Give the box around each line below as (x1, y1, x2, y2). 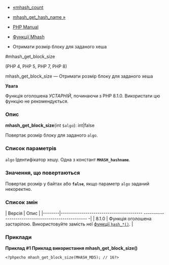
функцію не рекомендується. (5, 98, 69, 104)
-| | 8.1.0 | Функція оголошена (88, 216, 152, 222)
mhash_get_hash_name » (12, 14, 66, 20)
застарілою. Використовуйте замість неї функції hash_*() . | (5, 221, 133, 227)
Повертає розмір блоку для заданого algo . (5, 132, 98, 139)
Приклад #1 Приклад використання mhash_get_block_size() (5, 245, 138, 251)
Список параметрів (5, 145, 57, 152)
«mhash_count (12, 5, 44, 10)
